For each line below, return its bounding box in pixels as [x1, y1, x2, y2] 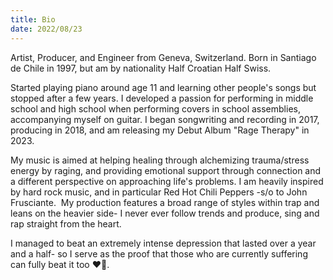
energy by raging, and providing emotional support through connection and [10, 164, 322, 176]
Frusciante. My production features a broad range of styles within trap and [10, 196, 320, 208]
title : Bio [10, 14, 56, 25]
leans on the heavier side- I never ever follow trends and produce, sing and [10, 207, 320, 219]
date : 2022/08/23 [10, 24, 83, 34]
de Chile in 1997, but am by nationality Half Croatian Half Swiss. [10, 62, 272, 74]
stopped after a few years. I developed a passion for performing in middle [10, 92, 314, 104]
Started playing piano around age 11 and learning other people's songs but [10, 81, 317, 93]
